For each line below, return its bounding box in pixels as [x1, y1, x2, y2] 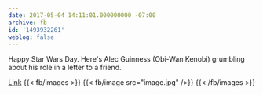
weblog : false [8, 33, 55, 41]
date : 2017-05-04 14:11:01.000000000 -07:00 [8, 11, 156, 19]
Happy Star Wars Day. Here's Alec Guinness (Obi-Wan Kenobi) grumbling [8, 55, 245, 64]
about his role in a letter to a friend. [8, 63, 122, 72]
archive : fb [8, 19, 47, 26]
